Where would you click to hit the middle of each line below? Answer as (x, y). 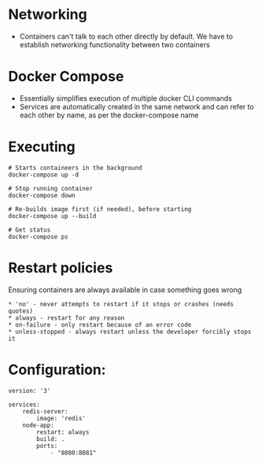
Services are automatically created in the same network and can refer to (137, 106)
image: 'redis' (61, 418)
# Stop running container (50, 188)
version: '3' (30, 391)
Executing (42, 147)
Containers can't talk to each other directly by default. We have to (126, 36)
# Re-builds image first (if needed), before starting (100, 209)
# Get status (30, 230)
